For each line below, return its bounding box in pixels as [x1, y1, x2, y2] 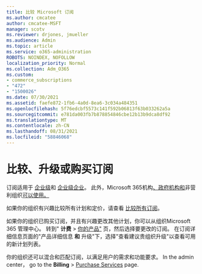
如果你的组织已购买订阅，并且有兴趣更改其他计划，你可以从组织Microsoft [6, 217, 191, 224]
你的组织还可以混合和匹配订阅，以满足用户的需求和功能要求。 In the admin [6, 253, 194, 261]
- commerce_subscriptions [6, 77, 72, 83]
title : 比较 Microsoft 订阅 [6, 9, 74, 15]
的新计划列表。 [6, 240, 44, 248]
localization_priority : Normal [6, 60, 86, 66]
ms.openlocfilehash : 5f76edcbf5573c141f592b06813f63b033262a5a [6, 105, 171, 112]
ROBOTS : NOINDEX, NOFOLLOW [6, 54, 75, 61]
